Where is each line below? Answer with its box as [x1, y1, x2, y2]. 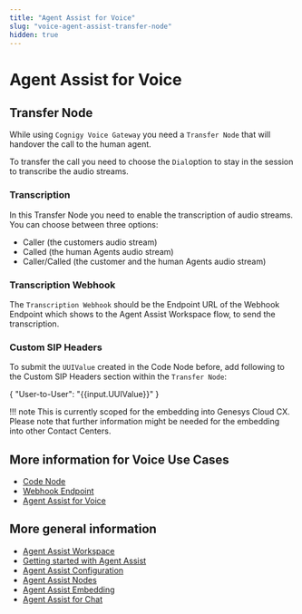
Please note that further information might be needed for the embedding [9, 416, 280, 427]
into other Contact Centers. [9, 425, 112, 436]
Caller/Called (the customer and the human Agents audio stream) [22, 256, 267, 267]
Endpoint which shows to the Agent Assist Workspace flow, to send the [9, 308, 276, 319]
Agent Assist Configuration [22, 564, 124, 576]
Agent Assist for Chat [22, 593, 103, 604]
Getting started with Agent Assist [22, 555, 147, 566]
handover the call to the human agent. [9, 139, 151, 150]
